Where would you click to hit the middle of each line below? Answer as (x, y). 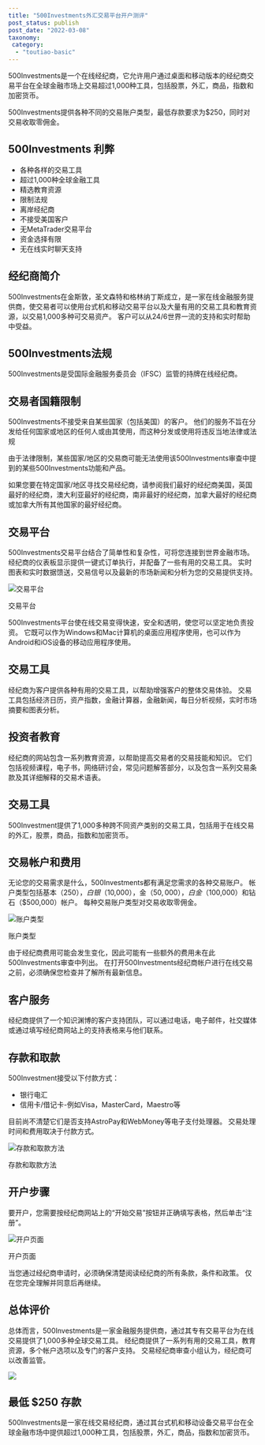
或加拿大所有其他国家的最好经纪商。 (67, 505)
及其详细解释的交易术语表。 (60, 777)
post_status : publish (44, 23)
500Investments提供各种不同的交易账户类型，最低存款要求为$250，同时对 (129, 112)
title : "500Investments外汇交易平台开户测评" (78, 15)
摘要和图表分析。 (36, 709)
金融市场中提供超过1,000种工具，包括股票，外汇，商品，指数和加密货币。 (134, 1432)
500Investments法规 (60, 353)
